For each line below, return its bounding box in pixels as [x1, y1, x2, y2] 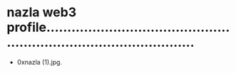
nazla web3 [6, 4, 77, 21]
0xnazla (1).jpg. [16, 57, 62, 66]
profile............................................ [6, 19, 230, 35]
